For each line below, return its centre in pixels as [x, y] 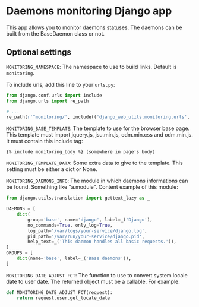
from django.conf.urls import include [54, 95]
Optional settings [39, 53]
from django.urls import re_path [48, 101]
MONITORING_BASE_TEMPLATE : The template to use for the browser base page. [98, 128]
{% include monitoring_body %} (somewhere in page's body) [81, 152]
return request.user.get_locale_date [64, 298]
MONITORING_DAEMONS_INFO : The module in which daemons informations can [97, 181]
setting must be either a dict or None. [52, 169]
